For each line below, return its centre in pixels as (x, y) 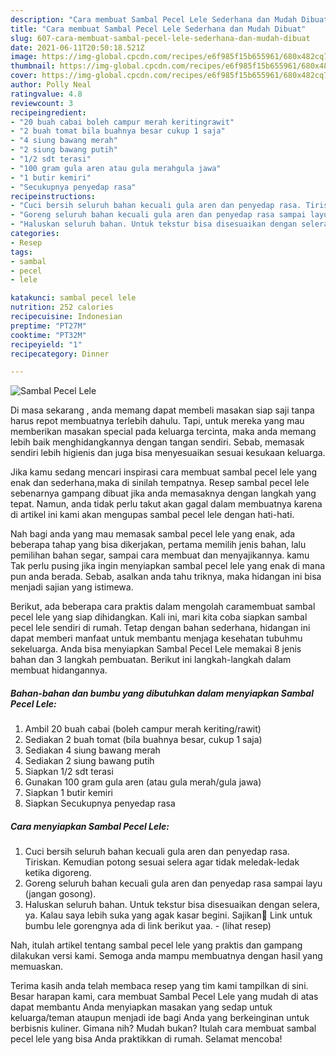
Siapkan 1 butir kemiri (69, 793)
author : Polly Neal (51, 85)
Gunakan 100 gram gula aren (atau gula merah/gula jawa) (143, 782)
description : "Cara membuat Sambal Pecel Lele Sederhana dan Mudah (154, 19)
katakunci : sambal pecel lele (73, 298)
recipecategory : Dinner (60, 354)
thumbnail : (33, 66)
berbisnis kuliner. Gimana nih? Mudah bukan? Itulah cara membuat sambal (163, 1028)
